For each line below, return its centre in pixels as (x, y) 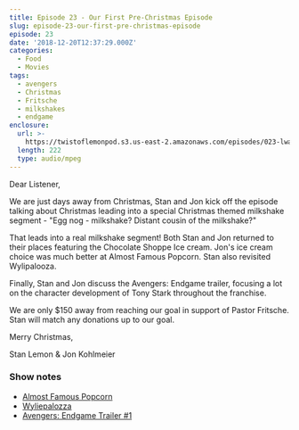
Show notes (36, 377)
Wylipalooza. (33, 266)
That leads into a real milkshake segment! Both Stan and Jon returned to (141, 237)
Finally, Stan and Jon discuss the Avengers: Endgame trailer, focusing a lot (146, 283)
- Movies (33, 68)
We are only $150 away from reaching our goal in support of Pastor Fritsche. (149, 310)
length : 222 (40, 150)
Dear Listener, (35, 184)
